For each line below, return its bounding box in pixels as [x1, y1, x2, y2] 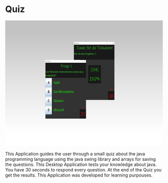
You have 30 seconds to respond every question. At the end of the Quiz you [5, 166, 161, 172]
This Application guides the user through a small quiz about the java [5, 150, 145, 156]
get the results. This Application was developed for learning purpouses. [5, 172, 153, 178]
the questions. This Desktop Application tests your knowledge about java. [5, 161, 157, 167]
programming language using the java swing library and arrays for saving [5, 156, 156, 162]
